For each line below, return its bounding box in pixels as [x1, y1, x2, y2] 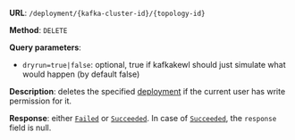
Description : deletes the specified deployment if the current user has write [9, 86, 286, 96]
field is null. [9, 122, 52, 133]
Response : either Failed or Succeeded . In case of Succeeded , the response [9, 113, 277, 123]
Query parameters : [9, 42, 82, 53]
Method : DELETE [9, 25, 68, 35]
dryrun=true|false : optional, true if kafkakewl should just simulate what [21, 60, 286, 70]
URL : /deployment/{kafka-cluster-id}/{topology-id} [9, 8, 206, 18]
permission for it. [9, 95, 72, 106]
